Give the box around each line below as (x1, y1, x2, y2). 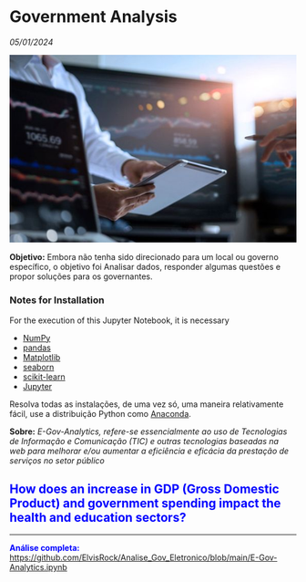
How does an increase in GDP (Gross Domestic (9, 482, 280, 497)
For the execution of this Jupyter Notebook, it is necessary (9, 315, 229, 326)
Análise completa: (9, 543, 80, 554)
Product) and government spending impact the (9, 495, 281, 512)
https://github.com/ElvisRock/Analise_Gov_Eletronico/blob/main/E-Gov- (9, 552, 278, 563)
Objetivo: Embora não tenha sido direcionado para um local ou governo (9, 252, 280, 263)
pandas (22, 342, 52, 353)
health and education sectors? (9, 510, 187, 525)
